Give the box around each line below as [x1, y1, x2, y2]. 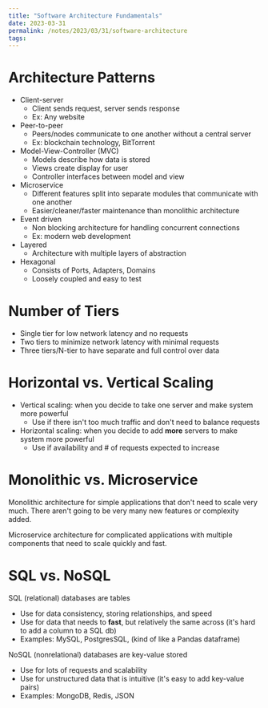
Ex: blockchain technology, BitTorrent [31, 138, 155, 148]
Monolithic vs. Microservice [8, 471, 198, 489]
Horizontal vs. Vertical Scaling [8, 374, 214, 392]
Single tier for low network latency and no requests [19, 329, 189, 338]
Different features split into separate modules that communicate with [31, 189, 258, 199]
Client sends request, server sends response [31, 103, 180, 113]
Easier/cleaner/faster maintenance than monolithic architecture [31, 206, 240, 216]
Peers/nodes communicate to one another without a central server [31, 129, 252, 139]
